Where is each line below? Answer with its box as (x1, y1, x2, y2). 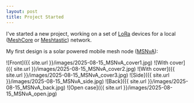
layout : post (6, 8, 38, 15)
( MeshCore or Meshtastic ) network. (6, 36, 92, 43)
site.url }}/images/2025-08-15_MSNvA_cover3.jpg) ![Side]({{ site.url (6, 71, 169, 78)
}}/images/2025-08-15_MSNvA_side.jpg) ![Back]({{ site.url (6, 77, 147, 85)
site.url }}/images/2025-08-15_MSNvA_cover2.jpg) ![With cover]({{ (13, 65, 175, 72)
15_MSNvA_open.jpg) (6, 90, 57, 97)
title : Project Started (6, 14, 64, 20)
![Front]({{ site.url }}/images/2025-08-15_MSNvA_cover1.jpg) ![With (6, 59, 168, 66)
